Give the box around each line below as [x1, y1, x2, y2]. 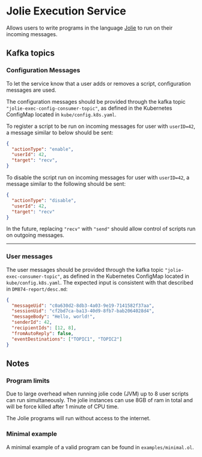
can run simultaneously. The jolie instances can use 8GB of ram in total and [6, 397, 193, 404]
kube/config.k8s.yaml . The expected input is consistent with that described [6, 279, 194, 286]
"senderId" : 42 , [11, 320, 52, 326]
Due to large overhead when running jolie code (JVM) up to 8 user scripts [6, 390, 189, 397]
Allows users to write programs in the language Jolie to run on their [6, 24, 173, 31]
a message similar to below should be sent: [6, 128, 114, 136]
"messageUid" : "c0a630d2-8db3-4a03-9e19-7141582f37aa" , [11, 303, 155, 309]
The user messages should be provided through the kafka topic [6, 266, 164, 273]
